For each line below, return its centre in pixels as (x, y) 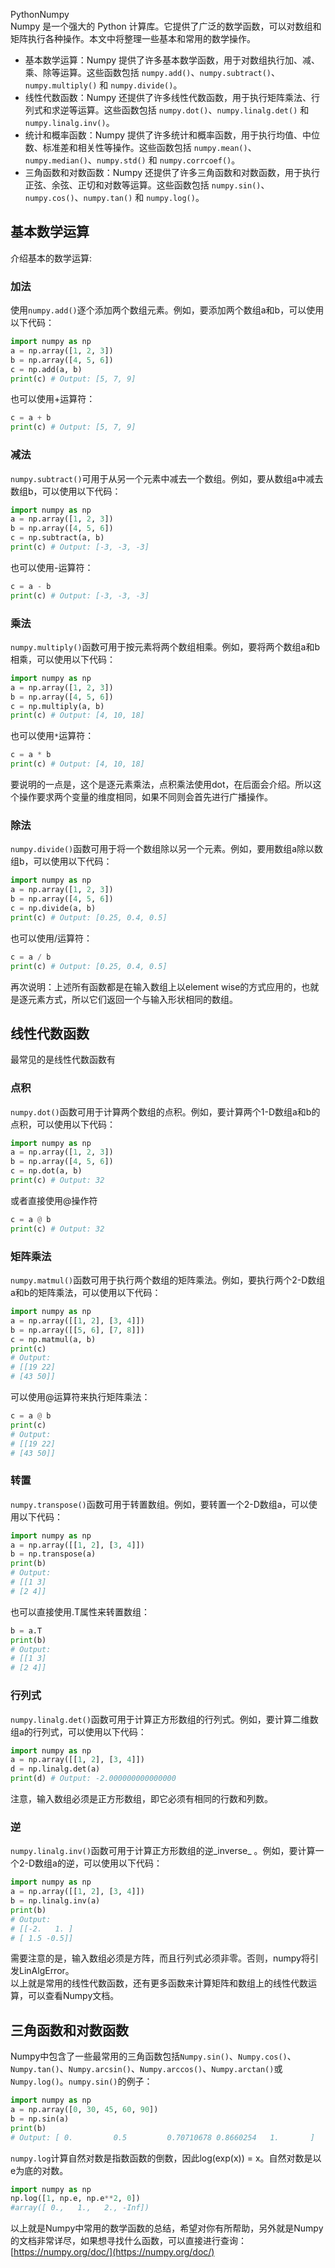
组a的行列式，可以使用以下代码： (78, 1731)
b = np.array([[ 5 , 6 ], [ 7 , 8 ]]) (77, 1330)
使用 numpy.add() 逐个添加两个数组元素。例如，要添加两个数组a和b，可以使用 (167, 310)
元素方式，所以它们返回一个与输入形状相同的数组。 (132, 999)
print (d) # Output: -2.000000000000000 (93, 1779)
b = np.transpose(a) (53, 1554)
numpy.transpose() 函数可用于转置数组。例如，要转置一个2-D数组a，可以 (159, 1504)
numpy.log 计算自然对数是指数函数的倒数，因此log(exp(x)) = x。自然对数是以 (166, 2158)
